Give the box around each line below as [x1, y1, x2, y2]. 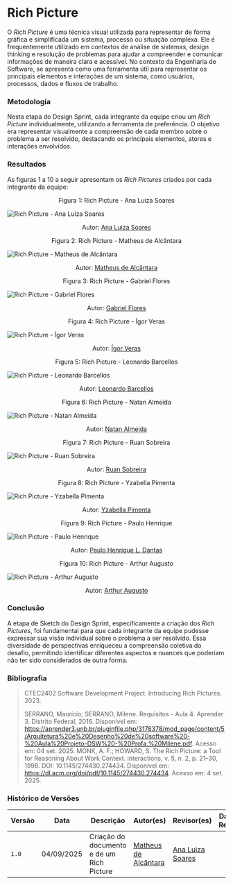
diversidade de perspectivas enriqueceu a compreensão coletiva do [7, 641, 202, 650]
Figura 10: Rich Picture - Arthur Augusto [60, 559, 173, 567]
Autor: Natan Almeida [85, 425, 148, 433]
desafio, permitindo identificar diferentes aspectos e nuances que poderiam [7, 648, 225, 657]
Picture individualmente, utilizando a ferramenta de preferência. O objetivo [7, 120, 221, 128]
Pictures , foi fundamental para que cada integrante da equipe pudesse [7, 626, 209, 634]
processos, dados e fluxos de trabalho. [7, 79, 119, 87]
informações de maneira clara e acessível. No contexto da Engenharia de [7, 57, 216, 65]
